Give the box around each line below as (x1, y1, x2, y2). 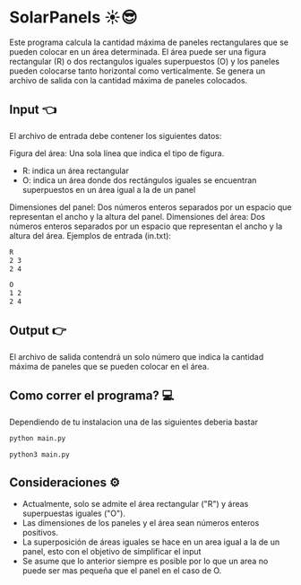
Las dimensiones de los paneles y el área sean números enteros (21, 518, 260, 528)
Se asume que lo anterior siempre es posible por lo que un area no (21, 555, 269, 567)
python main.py (9, 433, 66, 442)
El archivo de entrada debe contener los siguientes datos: (9, 130, 222, 141)
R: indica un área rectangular (21, 165, 130, 176)
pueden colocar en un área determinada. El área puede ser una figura (9, 46, 267, 57)
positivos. (21, 528, 58, 538)
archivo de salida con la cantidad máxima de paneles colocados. (9, 74, 248, 85)
